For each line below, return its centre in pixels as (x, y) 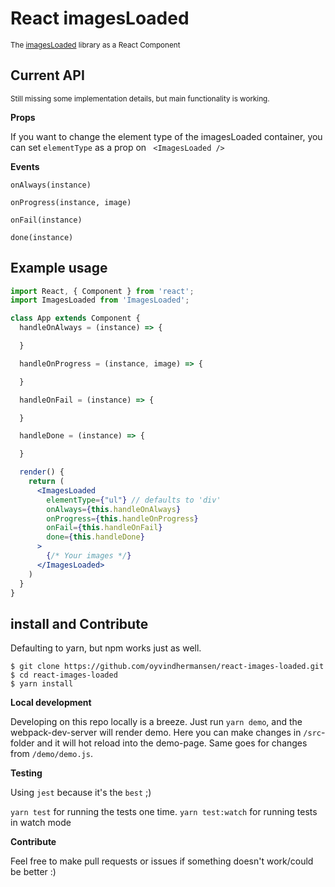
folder (22, 743)
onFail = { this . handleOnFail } (104, 528)
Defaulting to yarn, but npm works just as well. (106, 648)
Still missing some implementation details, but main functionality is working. (140, 98)
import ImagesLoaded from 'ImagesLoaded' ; (100, 300)
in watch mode (41, 823)
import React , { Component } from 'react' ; (102, 291)
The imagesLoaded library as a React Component (95, 45)
